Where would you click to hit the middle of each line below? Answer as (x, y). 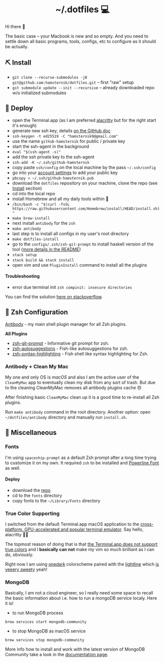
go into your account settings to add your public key (65, 173)
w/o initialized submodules (39, 93)
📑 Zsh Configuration (37, 312)
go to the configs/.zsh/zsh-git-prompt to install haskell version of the (83, 244)
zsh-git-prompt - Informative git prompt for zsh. (61, 343)
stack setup (24, 255)
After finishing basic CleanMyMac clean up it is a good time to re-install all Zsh (82, 397)
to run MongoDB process (38, 613)
